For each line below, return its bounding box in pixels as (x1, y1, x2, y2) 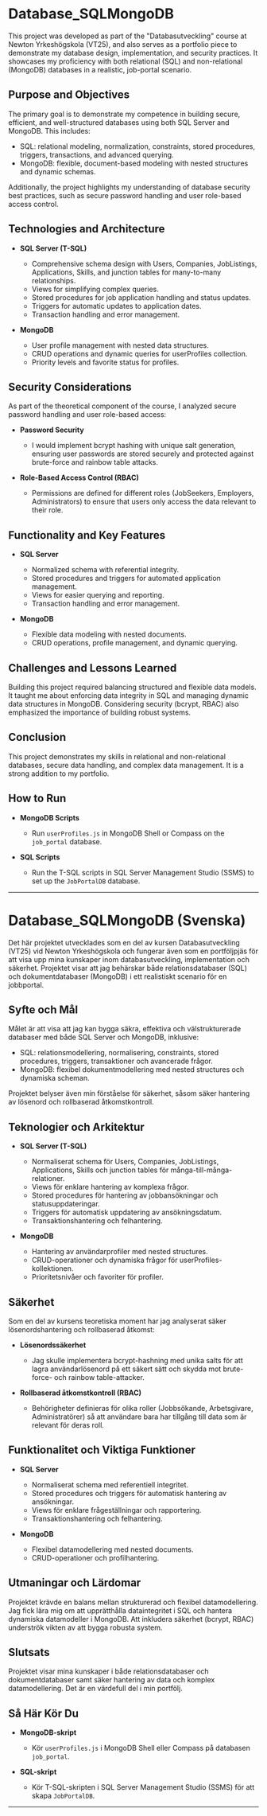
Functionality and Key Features (8, 528, 165, 542)
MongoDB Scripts (19, 813, 79, 822)
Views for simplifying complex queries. (31, 284, 159, 294)
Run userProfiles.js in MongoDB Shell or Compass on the (31, 828, 225, 838)
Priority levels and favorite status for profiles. (31, 357, 180, 367)
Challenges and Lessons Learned (8, 661, 177, 675)
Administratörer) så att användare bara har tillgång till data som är (31, 1412, 247, 1421)
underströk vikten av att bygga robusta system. (8, 1623, 163, 1632)
